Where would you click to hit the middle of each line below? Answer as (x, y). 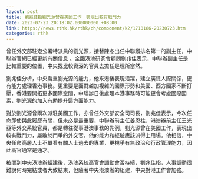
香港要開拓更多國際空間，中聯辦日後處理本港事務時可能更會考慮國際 (99, 93)
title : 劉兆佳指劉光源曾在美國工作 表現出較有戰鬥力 (64, 17)
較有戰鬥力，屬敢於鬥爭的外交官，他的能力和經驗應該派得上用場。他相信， (96, 135)
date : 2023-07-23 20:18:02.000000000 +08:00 (62, 22)
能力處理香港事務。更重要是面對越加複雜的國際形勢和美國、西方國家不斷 (99, 86)
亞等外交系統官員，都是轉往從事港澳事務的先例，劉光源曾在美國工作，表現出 (99, 128)
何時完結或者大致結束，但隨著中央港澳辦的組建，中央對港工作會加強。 (101, 170)
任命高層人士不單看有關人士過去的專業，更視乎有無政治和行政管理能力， (99, 143)
